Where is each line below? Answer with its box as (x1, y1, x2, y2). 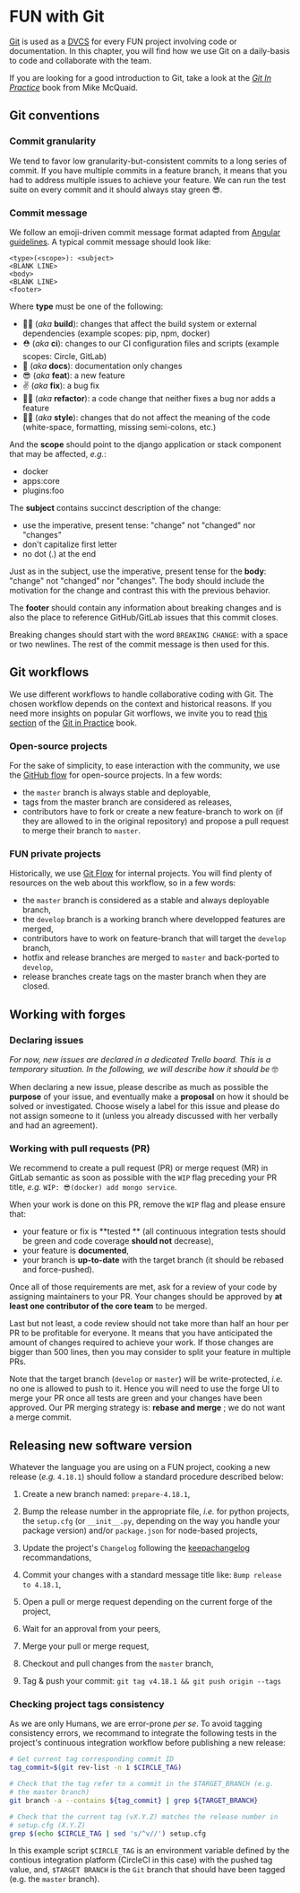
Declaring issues (9, 1034, 84, 1046)
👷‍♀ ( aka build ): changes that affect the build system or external (21, 318, 257, 329)
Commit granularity (9, 135, 97, 147)
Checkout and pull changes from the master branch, (21, 1659, 214, 1669)
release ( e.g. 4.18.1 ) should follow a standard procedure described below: (9, 1471, 284, 1483)
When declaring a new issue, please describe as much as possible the (9, 1082, 269, 1093)
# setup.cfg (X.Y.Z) (9, 1820, 87, 1829)
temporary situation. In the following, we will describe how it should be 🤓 (9, 1064, 279, 1075)
